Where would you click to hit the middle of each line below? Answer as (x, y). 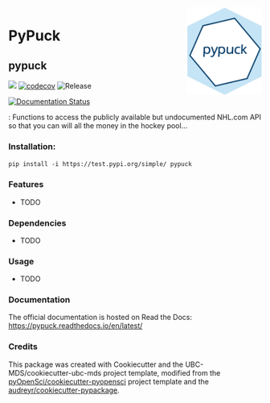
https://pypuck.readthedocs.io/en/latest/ (76, 326)
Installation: (32, 146)
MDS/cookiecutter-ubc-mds (55, 372)
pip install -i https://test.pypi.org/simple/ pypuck (100, 164)
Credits (23, 347)
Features (26, 185)
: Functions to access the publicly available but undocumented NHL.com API (135, 117)
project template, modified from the (162, 372)
